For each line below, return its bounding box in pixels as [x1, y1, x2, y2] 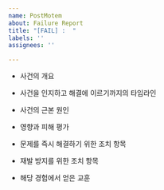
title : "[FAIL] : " [8, 26, 77, 34]
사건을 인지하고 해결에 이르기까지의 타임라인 [19, 89, 157, 98]
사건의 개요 [19, 71, 55, 81]
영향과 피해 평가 [19, 122, 69, 132]
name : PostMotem [8, 11, 62, 20]
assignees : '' [8, 42, 56, 49]
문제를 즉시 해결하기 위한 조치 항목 [19, 139, 127, 148]
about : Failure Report [8, 19, 84, 27]
